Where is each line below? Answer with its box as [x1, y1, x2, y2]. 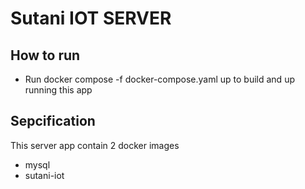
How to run [10, 47, 81, 64]
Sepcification [10, 113, 96, 130]
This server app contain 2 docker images [10, 139, 180, 151]
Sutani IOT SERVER [10, 7, 172, 30]
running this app [24, 84, 93, 96]
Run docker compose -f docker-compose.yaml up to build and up [24, 73, 295, 85]
